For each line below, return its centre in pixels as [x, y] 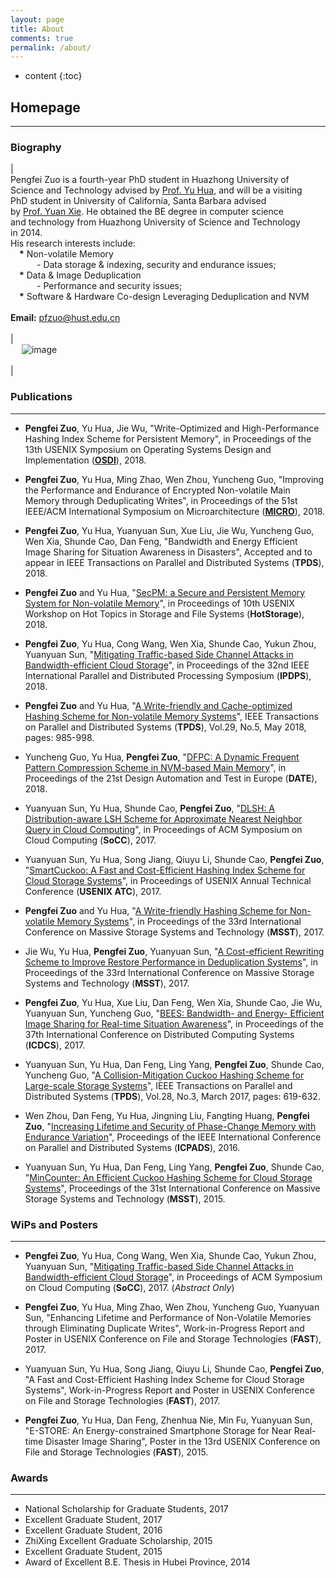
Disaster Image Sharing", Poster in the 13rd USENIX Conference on [183, 1441]
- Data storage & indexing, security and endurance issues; [156, 265]
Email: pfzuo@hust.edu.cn [65, 318]
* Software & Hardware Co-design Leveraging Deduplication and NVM [164, 297]
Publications [41, 397]
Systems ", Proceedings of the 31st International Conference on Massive [172, 1188]
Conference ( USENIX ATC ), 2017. [93, 891]
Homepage [45, 107]
